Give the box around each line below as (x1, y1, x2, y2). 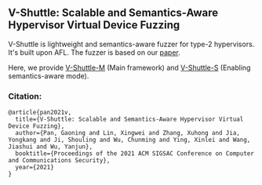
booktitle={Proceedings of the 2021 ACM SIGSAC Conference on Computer (15, 150, 255, 158)
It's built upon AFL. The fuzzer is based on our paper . (8, 47, 180, 57)
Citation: (8, 90, 42, 101)
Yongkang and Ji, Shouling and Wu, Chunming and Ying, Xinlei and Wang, (8, 136, 251, 144)
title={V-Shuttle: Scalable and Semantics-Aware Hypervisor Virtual (15, 115, 244, 124)
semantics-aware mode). (8, 71, 89, 81)
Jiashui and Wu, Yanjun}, (8, 143, 93, 151)
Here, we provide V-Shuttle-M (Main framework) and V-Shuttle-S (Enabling (8, 63, 251, 72)
